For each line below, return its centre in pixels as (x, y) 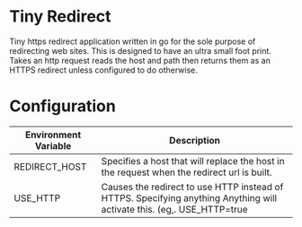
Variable (53, 145)
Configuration (63, 106)
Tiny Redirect (60, 17)
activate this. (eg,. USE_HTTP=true (175, 209)
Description (195, 140)
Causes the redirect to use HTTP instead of (192, 187)
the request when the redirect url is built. (187, 172)
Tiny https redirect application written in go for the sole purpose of (133, 41)
